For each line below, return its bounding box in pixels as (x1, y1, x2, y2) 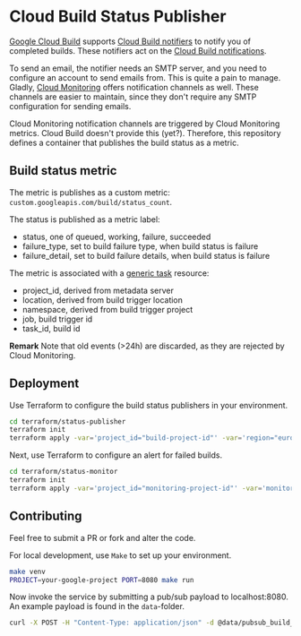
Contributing (9, 509, 82, 524)
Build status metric (9, 163, 117, 178)
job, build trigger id (21, 314, 93, 324)
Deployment (9, 376, 80, 391)
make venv (9, 567, 47, 576)
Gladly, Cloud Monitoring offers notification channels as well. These (9, 82, 260, 92)
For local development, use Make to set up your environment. (9, 549, 232, 561)
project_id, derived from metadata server (21, 285, 175, 296)
